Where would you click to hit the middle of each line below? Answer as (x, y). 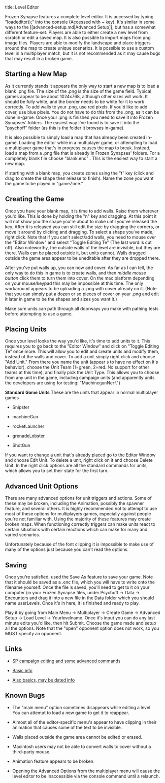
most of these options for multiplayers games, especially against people (78, 514)
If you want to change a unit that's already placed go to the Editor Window (81, 455)
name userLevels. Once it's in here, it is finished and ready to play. (73, 603)
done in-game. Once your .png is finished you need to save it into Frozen (79, 117)
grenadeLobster (29, 436)
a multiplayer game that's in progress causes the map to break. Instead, (78, 148)
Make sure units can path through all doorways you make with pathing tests (82, 308)
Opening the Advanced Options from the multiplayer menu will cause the (86, 771)
